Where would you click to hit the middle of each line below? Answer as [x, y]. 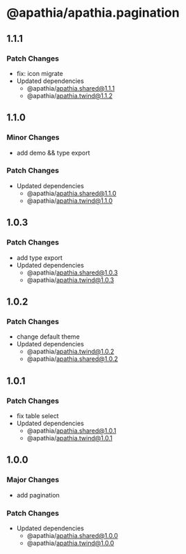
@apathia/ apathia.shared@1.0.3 [73, 272]
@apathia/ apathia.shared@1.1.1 [71, 88]
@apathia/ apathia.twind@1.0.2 [70, 352]
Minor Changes [33, 137]
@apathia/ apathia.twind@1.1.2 [70, 95]
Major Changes [33, 480]
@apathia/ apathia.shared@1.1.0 [71, 193]
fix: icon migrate [40, 73]
